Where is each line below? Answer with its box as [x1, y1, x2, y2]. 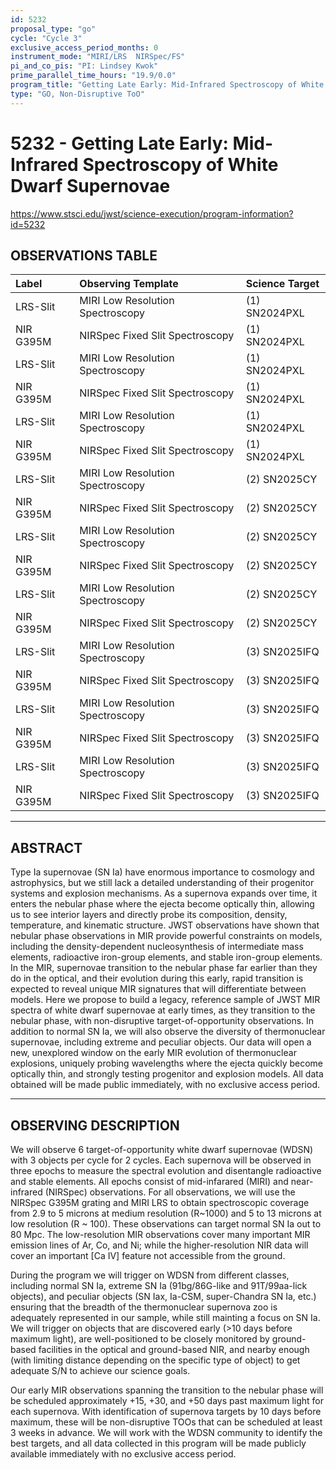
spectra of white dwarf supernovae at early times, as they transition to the [10, 1004, 316, 1016]
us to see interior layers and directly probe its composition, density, [10, 909, 288, 921]
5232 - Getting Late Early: [10, 132, 229, 155]
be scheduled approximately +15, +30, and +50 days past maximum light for [10, 1395, 325, 1406]
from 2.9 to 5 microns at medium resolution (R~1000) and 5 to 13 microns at [10, 1207, 322, 1219]
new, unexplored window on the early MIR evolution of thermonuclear [10, 1047, 297, 1059]
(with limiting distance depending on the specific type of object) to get [10, 1354, 301, 1366]
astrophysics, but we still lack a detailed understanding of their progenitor [10, 877, 315, 889]
